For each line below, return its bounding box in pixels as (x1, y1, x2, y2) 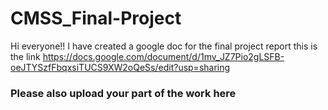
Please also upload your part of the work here (10, 86, 237, 100)
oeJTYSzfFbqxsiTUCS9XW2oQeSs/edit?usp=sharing (10, 61, 231, 73)
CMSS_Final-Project (10, 7, 182, 30)
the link (10, 50, 41, 62)
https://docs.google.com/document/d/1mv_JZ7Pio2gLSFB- (42, 50, 285, 62)
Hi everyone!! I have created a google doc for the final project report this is (10, 40, 318, 52)
